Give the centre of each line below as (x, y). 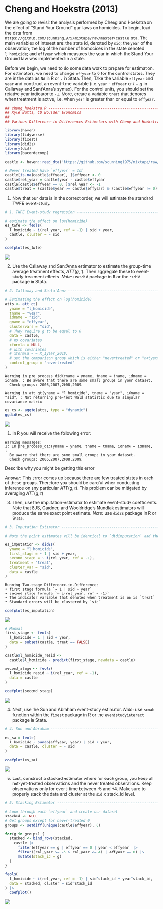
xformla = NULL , (26, 345)
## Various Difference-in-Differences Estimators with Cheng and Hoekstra (82, 122)
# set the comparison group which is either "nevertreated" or (74, 358)
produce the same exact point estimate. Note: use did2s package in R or (84, 513)
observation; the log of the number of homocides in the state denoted (75, 48)
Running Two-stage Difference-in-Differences (52, 585)
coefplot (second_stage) (29, 691)
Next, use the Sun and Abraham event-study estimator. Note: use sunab (83, 709)
